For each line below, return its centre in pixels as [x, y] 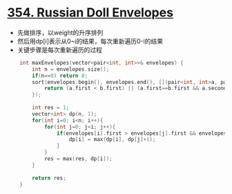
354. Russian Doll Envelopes [90, 13]
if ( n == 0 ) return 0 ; [60, 76]
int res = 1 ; [51, 108]
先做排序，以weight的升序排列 [60, 32]
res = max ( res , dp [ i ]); [78, 159]
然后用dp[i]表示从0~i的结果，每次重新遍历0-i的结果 [90, 41]
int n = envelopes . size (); [71, 69]
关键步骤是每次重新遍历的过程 [59, 50]
